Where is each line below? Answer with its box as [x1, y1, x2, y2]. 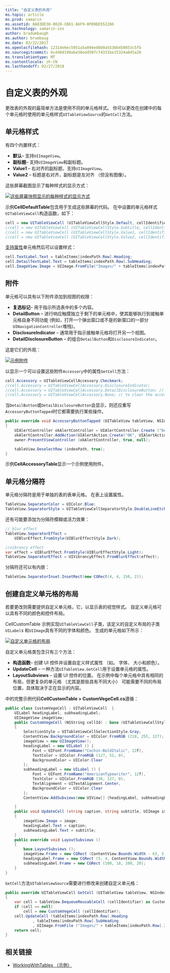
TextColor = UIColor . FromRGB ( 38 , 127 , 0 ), [32, 777, 125, 782]
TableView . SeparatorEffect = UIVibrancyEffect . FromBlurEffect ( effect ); [5, 554, 159, 559]
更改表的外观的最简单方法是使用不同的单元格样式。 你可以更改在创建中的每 [5, 105, 162, 111]
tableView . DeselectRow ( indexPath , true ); [14, 447, 105, 452]
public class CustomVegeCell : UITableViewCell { [5, 706, 114, 711]
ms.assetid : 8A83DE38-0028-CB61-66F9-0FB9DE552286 [5, 21, 114, 27]
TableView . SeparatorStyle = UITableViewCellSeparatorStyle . [5, 507, 135, 512]
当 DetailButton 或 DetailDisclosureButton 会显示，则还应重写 [5, 402, 132, 408]
